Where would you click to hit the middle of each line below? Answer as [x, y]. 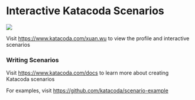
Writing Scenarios [32, 60]
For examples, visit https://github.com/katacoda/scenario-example [87, 91]
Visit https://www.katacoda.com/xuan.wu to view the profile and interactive [98, 38]
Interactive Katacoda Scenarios [85, 11]
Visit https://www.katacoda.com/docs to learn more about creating [87, 73]
